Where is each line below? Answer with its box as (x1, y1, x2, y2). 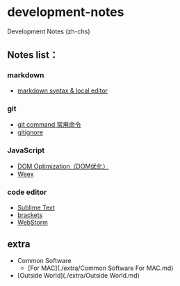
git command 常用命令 (17, 120, 81, 129)
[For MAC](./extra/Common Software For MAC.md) (27, 264, 174, 272)
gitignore (17, 128, 44, 136)
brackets (17, 210, 43, 219)
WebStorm (17, 218, 49, 226)
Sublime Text (17, 203, 56, 212)
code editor (7, 187, 47, 197)
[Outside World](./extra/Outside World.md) (17, 271, 140, 280)
